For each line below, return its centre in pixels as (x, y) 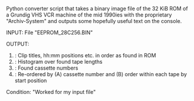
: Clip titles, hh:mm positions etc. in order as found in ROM (85, 55)
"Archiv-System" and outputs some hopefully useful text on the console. (94, 21)
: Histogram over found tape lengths (58, 62)
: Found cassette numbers (46, 68)
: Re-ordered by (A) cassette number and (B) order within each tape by (101, 74)
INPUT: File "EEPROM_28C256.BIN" (50, 32)
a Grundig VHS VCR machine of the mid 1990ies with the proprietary (89, 15)
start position (31, 80)
